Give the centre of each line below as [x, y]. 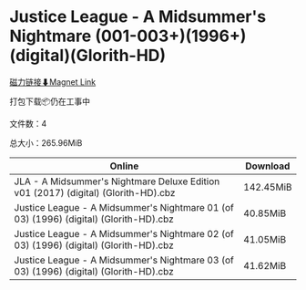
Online [124, 166]
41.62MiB [265, 265]
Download [268, 166]
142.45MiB [268, 187]
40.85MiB [265, 213]
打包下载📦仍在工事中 [50, 101]
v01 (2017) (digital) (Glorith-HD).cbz [95, 192]
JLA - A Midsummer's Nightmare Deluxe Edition [117, 181]
